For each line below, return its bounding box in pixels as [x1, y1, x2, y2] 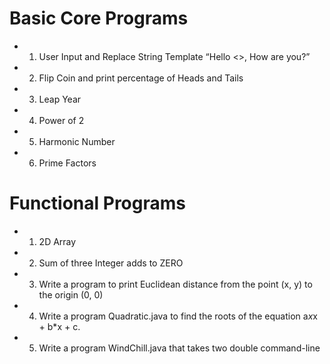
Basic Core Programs [9, 7, 189, 30]
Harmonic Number [38, 135, 116, 147]
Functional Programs [9, 192, 186, 215]
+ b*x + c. [38, 320, 81, 332]
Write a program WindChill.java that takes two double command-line [38, 342, 321, 354]
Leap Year [38, 93, 82, 105]
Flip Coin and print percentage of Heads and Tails [38, 72, 244, 84]
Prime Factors [38, 157, 97, 169]
